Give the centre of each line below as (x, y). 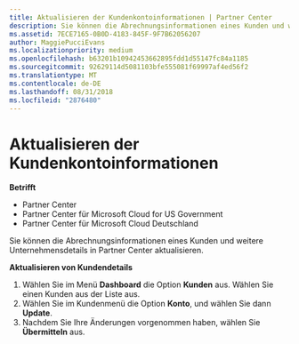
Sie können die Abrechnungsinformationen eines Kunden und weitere (137, 241)
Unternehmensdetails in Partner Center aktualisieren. (107, 251)
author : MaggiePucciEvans (57, 42)
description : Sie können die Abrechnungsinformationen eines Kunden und (147, 26)
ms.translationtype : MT (53, 76)
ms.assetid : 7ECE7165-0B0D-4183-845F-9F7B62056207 (105, 34)
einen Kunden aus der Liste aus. (81, 294)
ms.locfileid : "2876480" (55, 100)
